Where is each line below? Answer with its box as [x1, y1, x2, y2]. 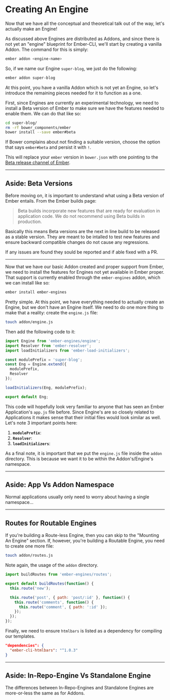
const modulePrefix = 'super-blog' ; [5, 357, 82, 362]
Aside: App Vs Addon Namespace [5, 481, 114, 489]
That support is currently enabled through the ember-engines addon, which [5, 274, 161, 280]
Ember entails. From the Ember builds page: [5, 198, 97, 204]
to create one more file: [5, 543, 54, 549]
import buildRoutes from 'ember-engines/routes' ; [5, 572, 112, 577]
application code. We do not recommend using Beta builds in [17, 213, 145, 219]
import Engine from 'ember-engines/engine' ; [5, 338, 101, 343]
